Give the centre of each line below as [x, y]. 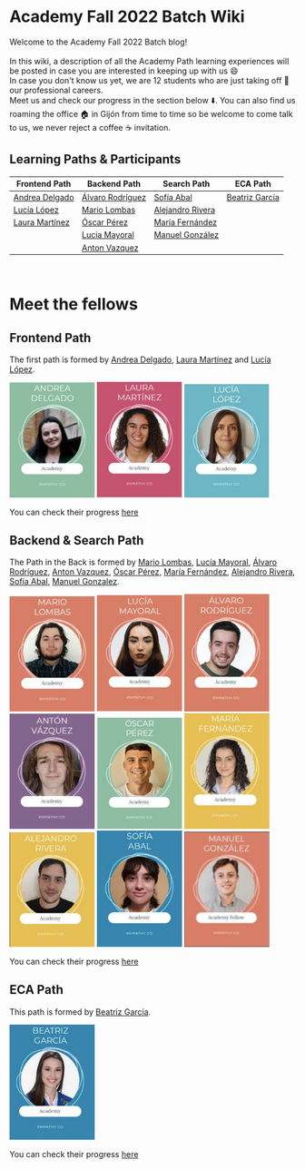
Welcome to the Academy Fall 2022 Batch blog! [98, 42]
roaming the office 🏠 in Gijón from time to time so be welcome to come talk [151, 113]
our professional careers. [56, 90]
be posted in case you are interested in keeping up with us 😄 [124, 71]
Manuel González [187, 235]
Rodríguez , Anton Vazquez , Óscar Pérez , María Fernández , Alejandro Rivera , [152, 572]
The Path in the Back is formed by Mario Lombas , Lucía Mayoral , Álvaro [143, 562]
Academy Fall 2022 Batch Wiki [127, 17]
